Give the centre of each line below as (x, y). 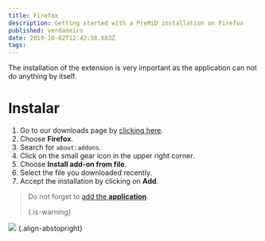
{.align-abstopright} (51, 228)
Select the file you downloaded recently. (86, 173)
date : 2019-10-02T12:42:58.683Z (62, 38)
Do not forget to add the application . (88, 196)
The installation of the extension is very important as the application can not (132, 68)
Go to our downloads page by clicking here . (92, 130)
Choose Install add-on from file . (73, 165)
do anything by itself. (43, 76)
